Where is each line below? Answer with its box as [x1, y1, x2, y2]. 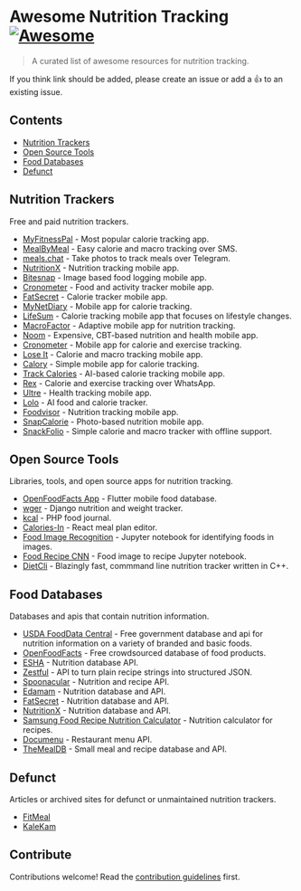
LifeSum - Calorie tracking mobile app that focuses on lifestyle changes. [22, 310, 292, 321]
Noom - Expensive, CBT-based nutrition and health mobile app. [22, 329, 259, 340]
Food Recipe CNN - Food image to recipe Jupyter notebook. [22, 551, 247, 562]
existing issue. [9, 86, 63, 97]
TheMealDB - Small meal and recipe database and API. [22, 744, 228, 754]
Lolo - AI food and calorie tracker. [22, 396, 148, 408]
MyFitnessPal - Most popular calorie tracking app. [22, 233, 210, 244]
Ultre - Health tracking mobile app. [22, 387, 152, 398]
